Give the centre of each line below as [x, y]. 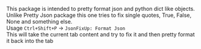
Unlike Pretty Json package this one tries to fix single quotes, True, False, [99, 15]
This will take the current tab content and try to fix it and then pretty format [100, 34]
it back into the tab [30, 41]
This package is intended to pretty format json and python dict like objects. [101, 9]
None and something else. [39, 21]
